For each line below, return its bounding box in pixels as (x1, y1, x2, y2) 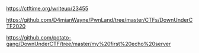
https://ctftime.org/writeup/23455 (6, 5, 89, 12)
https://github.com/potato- (6, 34, 72, 41)
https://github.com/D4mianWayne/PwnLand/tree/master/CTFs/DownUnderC (6, 16, 193, 23)
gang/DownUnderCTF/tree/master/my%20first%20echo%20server (6, 41, 171, 47)
